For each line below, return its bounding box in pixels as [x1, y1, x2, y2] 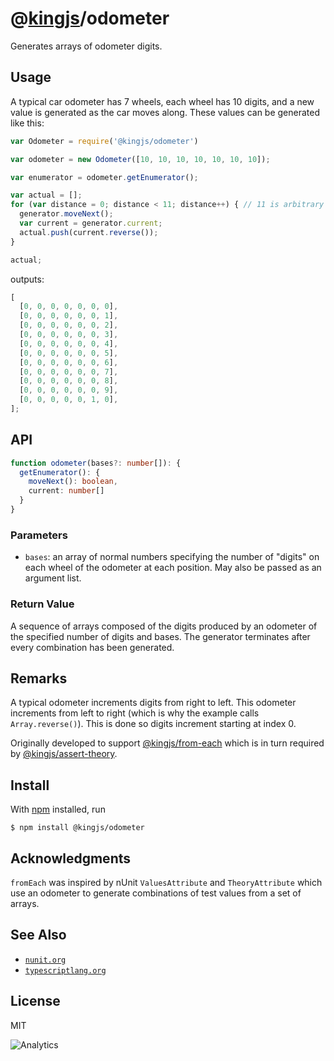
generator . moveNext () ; [19, 209, 114, 219]
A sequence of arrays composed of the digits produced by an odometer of [10, 620, 318, 632]
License [10, 993, 61, 1010]
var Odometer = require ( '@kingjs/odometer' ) [10, 136, 199, 146]
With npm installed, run [10, 803, 106, 816]
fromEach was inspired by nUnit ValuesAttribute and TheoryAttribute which [10, 876, 323, 888]
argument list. [24, 572, 82, 584]
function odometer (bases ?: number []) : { [10, 458, 182, 468]
